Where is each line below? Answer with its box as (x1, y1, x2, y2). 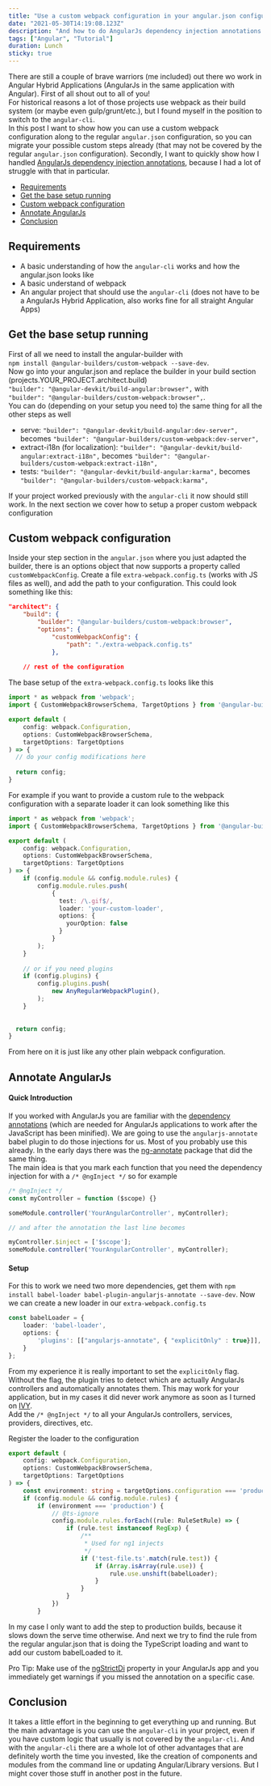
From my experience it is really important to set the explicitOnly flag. (8, 1366, 240, 1376)
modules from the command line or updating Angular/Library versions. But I (8, 1759, 260, 1769)
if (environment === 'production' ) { (37, 1502, 164, 1510)
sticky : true (8, 49, 52, 57)
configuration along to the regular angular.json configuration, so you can (8, 132, 252, 142)
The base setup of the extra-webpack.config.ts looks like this (8, 677, 214, 688)
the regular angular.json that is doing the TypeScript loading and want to (8, 1639, 248, 1648)
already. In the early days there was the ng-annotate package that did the (8, 1145, 253, 1155)
